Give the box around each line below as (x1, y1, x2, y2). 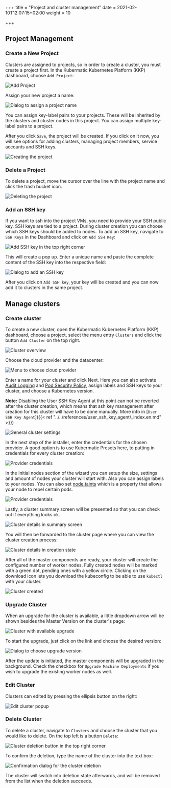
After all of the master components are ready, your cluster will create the (5, 556, 158, 562)
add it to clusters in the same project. (5, 284, 84, 291)
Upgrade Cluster (5, 601, 47, 608)
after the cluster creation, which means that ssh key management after (5, 403, 154, 409)
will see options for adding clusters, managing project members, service (5, 138, 157, 144)
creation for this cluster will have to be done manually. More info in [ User (5, 408, 157, 414)
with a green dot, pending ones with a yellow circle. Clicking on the (5, 567, 146, 574)
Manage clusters (5, 299, 60, 308)
